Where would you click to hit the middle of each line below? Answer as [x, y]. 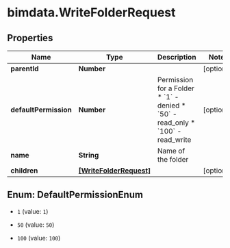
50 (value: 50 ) [36, 225]
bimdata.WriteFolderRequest [91, 13]
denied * [171, 106]
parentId [25, 69]
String [89, 155]
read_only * [176, 123]
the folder [173, 159]
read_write [174, 140]
